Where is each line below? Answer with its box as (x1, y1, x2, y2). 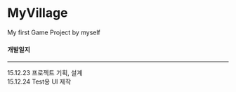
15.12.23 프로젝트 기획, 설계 (7, 69, 83, 77)
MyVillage (7, 5, 68, 21)
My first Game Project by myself (7, 28, 100, 37)
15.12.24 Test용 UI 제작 (7, 77, 72, 86)
